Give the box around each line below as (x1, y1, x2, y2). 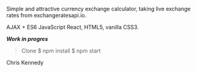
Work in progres (6, 35, 48, 42)
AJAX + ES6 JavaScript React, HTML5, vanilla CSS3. (6, 24, 139, 31)
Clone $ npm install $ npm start (21, 47, 101, 54)
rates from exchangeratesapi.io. (6, 12, 87, 19)
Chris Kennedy (6, 59, 44, 66)
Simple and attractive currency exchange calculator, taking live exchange (6, 5, 191, 12)
